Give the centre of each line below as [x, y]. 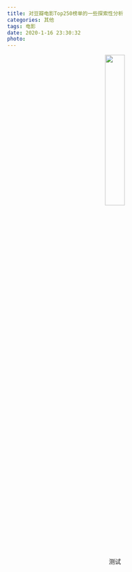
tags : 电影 [22, 26]
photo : [16, 39]
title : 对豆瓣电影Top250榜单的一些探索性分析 [65, 13]
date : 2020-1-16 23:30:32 [44, 33]
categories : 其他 [31, 20]
